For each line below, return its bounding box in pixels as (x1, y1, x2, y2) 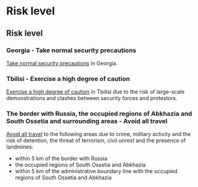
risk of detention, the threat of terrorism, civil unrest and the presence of (6, 137, 187, 144)
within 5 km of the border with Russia (14, 155, 108, 162)
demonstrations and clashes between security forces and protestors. (6, 95, 178, 102)
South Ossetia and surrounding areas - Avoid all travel (6, 117, 167, 125)
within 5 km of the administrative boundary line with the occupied (14, 168, 178, 175)
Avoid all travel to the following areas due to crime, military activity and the (6, 131, 191, 138)
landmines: (6, 143, 34, 150)
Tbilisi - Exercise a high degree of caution (6, 74, 131, 83)
